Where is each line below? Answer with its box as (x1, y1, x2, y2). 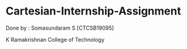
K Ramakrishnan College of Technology (5, 36, 104, 43)
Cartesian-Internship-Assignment (5, 4, 182, 18)
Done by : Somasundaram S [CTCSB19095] (5, 24, 114, 31)
